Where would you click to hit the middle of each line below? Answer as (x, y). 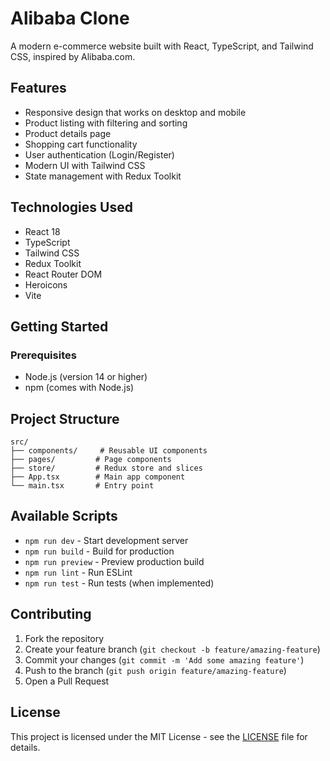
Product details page (68, 133)
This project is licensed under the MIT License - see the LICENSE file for (159, 736)
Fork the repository (64, 638)
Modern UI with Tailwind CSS (85, 165)
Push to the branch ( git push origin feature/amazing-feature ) (155, 670)
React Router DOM (63, 274)
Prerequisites (43, 355)
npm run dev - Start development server (106, 540)
